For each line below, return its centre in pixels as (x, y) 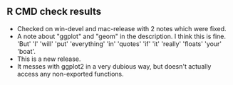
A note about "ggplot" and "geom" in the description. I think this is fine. (121, 36)
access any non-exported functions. (70, 74)
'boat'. (26, 51)
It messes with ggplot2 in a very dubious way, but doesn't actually (114, 66)
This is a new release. (49, 59)
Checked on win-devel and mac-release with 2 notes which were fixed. (121, 28)
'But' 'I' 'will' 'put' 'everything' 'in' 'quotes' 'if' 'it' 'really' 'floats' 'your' (119, 44)
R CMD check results (54, 12)
